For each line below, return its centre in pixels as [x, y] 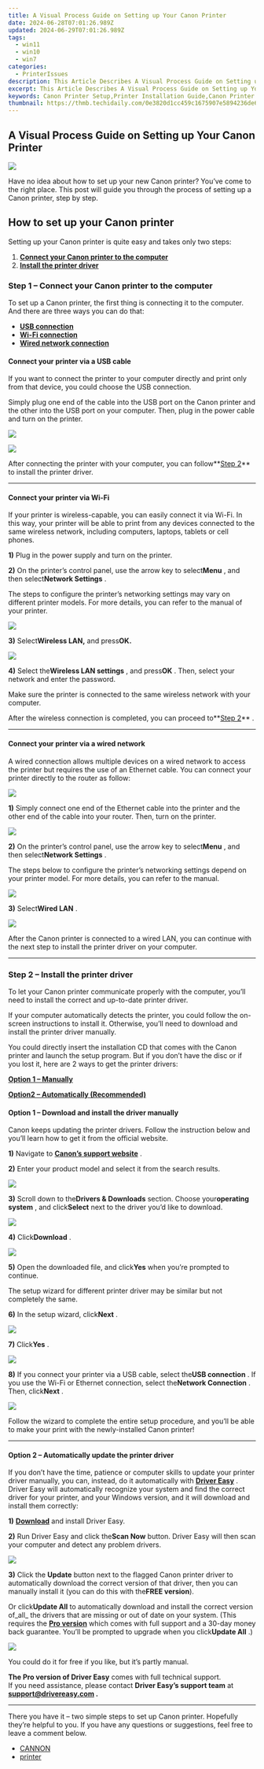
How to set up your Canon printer [91, 222]
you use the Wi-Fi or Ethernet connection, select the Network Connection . [130, 1383]
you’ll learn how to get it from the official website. [88, 1138]
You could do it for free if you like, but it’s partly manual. [99, 1662]
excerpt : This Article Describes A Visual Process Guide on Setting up [128, 89]
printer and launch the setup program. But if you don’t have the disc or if [125, 1055]
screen [20, 1023]
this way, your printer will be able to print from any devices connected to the [132, 524]
